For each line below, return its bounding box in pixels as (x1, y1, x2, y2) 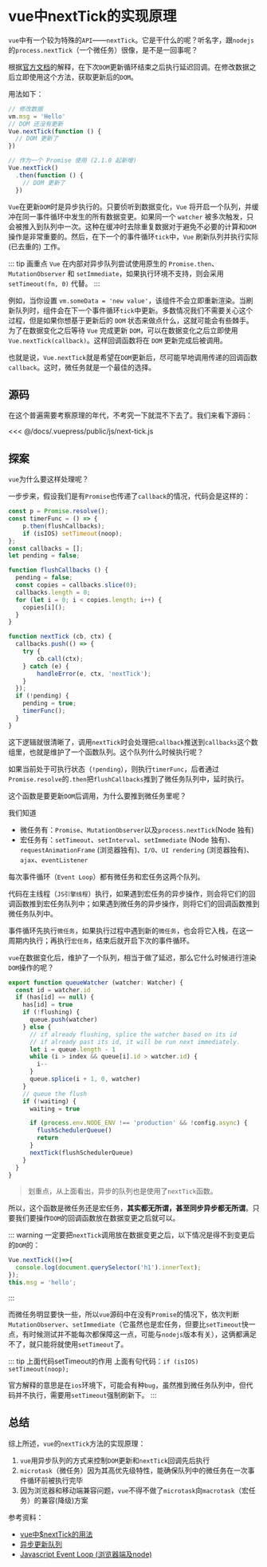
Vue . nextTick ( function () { (8, 127, 102, 136)
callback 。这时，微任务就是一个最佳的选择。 (8, 362, 156, 372)
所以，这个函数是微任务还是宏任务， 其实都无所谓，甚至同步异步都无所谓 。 (8, 1203, 253, 1213)
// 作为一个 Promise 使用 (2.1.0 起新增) (8, 156, 137, 164)
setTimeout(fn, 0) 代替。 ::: (8, 279, 100, 288)
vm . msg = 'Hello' (8, 113, 66, 121)
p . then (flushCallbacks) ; (22, 522, 105, 530)
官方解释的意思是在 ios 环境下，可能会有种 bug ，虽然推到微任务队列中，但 (8, 1380, 246, 1390)
